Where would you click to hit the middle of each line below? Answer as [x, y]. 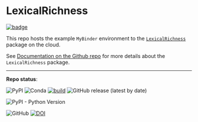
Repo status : [22, 79]
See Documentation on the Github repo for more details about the [86, 56]
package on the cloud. [33, 45]
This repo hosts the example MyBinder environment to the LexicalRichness [96, 38]
